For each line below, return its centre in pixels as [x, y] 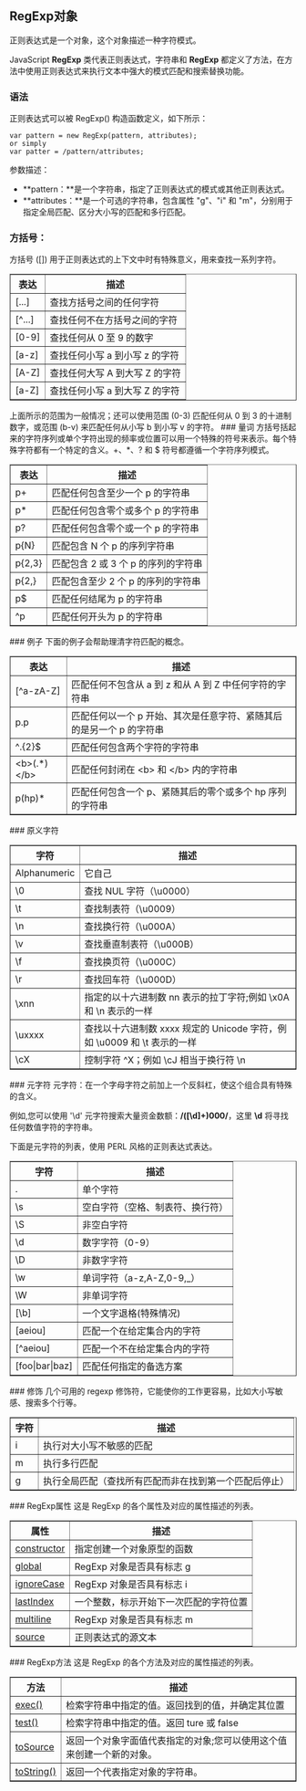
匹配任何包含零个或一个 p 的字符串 [125, 529]
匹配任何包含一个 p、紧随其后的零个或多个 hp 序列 [179, 792]
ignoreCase [40, 1584]
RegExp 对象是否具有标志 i [131, 1585]
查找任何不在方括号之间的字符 [113, 320]
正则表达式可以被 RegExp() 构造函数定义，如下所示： [109, 119]
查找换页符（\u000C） [133, 962]
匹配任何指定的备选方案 [132, 1367]
